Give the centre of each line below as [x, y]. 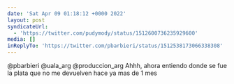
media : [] [22, 40]
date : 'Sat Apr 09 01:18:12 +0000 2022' [67, 14]
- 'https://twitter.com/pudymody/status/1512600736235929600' [106, 33]
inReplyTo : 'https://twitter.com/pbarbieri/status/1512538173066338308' [115, 46]
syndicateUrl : [28, 26]
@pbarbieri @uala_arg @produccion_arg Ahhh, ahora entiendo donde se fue [117, 66]
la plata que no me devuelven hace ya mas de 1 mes [82, 73]
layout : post [26, 20]
